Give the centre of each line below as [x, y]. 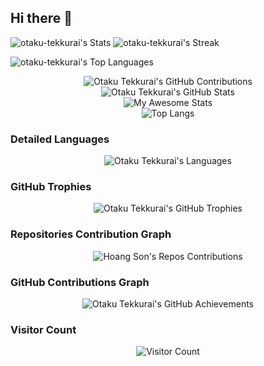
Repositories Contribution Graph [91, 234]
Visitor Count [43, 329]
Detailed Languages [60, 139]
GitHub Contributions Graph [80, 282]
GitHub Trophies [51, 187]
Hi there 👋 [41, 18]
